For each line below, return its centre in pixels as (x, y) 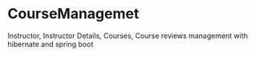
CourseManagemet (73, 14)
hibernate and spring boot (51, 44)
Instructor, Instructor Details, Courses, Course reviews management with (128, 36)
